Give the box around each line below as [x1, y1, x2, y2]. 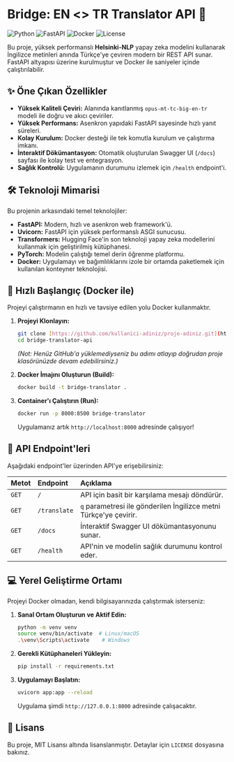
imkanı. [17, 141, 38, 149]
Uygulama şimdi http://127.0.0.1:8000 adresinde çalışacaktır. [17, 701, 197, 710]
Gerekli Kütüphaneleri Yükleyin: [17, 650, 112, 658]
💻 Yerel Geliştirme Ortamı [7, 575, 123, 587]
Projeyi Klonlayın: [17, 317, 70, 325]
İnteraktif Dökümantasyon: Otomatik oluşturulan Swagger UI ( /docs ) [17, 148, 216, 156]
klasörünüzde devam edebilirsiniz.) [17, 357, 118, 365]
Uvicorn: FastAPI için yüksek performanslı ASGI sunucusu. [17, 227, 187, 236]
